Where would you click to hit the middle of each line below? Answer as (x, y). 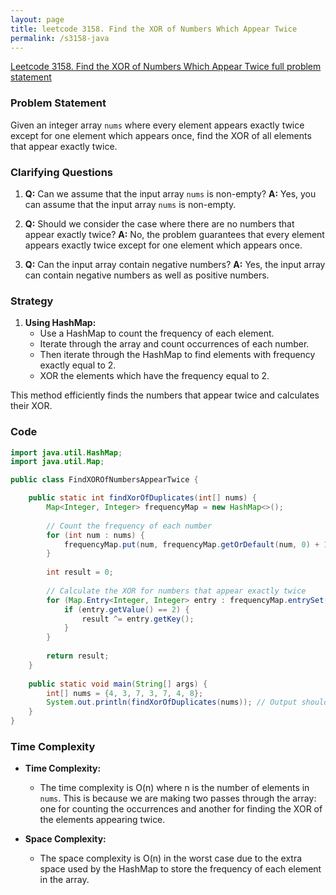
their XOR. (31, 406)
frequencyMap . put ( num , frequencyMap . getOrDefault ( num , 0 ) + (191, 544)
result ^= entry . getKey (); (138, 619)
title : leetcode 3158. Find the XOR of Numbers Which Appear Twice (154, 29)
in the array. (64, 880)
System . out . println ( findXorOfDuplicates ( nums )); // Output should (187, 702)
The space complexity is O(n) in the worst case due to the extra (171, 858)
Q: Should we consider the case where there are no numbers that (159, 223)
